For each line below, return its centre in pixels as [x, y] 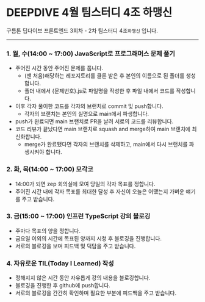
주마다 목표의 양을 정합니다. [48, 231]
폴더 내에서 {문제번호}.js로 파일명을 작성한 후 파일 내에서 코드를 [99, 91]
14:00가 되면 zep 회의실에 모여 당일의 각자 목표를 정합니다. [85, 184]
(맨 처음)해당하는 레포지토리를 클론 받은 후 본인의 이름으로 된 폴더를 [104, 76]
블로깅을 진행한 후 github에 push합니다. [63, 286]
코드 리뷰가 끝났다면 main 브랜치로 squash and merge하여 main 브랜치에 [103, 129]
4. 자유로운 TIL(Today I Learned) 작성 [60, 263]
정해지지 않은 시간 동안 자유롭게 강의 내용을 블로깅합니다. [83, 278]
